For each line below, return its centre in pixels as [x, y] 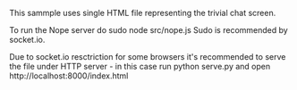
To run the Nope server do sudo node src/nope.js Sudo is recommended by [148, 30]
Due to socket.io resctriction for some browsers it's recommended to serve [148, 57]
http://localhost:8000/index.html [69, 76]
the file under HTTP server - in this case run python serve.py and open [140, 66]
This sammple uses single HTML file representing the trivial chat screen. [143, 13]
